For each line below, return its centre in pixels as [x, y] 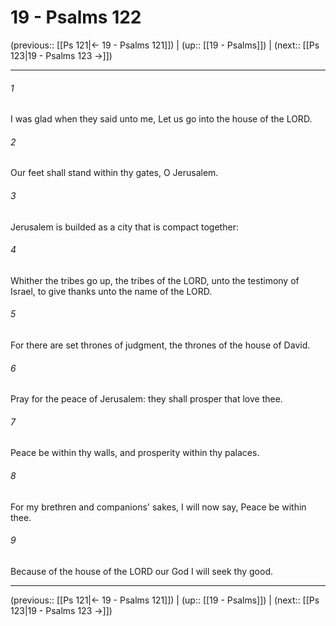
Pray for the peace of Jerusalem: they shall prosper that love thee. [146, 399]
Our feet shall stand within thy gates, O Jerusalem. [114, 173]
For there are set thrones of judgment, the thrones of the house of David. [160, 345]
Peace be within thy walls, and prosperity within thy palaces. [135, 453]
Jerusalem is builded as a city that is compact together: [124, 227]
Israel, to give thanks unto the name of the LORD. [111, 291]
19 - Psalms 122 [76, 17]
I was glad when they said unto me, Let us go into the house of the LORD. [161, 119]
